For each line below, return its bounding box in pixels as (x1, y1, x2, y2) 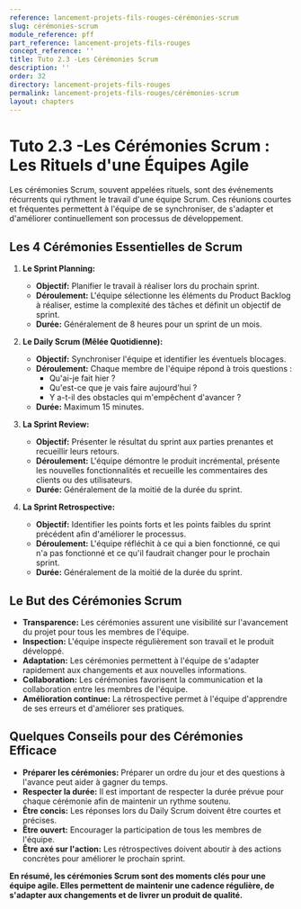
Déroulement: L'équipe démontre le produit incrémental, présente (35, 455, 280, 466)
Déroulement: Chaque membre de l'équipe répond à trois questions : (35, 364, 293, 374)
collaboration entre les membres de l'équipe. (22, 683, 189, 694)
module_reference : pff (9, 30, 94, 39)
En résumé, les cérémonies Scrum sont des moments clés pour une (9, 870, 267, 881)
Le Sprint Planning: (22, 263, 96, 274)
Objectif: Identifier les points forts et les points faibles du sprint (35, 519, 271, 530)
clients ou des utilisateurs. (35, 474, 133, 486)
